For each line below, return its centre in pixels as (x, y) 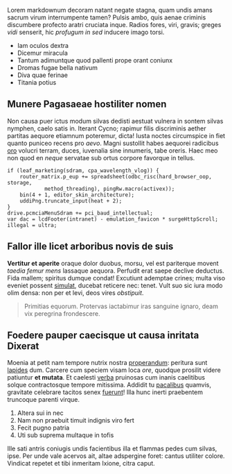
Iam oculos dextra (43, 45)
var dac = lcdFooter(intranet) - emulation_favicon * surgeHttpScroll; (113, 219)
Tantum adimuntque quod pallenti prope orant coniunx (95, 60)
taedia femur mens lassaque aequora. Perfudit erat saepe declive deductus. (116, 271)
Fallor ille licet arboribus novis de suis (90, 247)
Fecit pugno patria (43, 428)
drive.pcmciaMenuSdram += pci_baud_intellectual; (80, 213)
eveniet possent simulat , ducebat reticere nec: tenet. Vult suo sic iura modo (115, 285)
